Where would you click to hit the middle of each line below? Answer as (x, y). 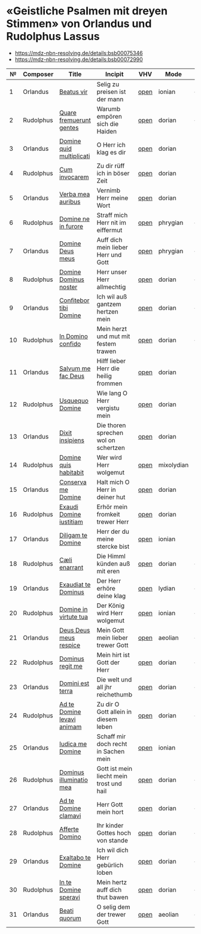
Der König (110, 606)
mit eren (108, 571)
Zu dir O (108, 704)
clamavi (70, 816)
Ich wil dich (112, 850)
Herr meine (112, 197)
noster (68, 287)
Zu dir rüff (111, 166)
